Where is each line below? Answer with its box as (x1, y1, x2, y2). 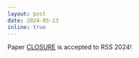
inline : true (7, 23, 46, 30)
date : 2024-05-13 (7, 17, 59, 24)
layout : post (7, 10, 46, 18)
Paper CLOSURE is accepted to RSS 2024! (7, 43, 132, 52)
